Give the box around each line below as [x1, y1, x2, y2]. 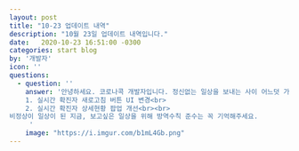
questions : [9, 71, 50, 80]
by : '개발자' [9, 54, 52, 63]
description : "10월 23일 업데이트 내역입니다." [9, 29, 169, 38]
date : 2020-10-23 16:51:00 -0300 [9, 37, 141, 47]
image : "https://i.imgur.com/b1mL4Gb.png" [25, 129, 185, 138]
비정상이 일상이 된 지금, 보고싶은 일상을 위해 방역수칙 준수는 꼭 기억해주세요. [9, 112, 258, 121]
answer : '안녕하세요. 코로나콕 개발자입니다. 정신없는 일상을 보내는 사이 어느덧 [25, 87, 280, 96]
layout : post [9, 12, 58, 22]
